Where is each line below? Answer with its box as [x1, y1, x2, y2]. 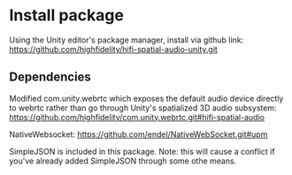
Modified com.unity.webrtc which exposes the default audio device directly [9, 93, 284, 103]
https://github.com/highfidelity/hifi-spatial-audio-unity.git [9, 43, 219, 54]
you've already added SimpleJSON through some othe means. [9, 156, 237, 166]
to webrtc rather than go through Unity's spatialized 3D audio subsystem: [9, 103, 277, 113]
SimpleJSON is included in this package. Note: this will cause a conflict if [9, 146, 276, 156]
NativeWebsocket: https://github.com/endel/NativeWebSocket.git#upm [9, 129, 268, 140]
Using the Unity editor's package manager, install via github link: [9, 34, 244, 45]
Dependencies [9, 70, 91, 85]
